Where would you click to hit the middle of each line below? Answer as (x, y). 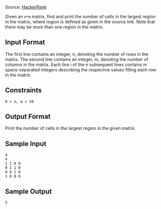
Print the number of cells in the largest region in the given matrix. (70, 128)
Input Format (25, 42)
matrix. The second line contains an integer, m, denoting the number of (77, 59)
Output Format (28, 117)
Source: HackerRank (26, 7)
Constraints (23, 90)
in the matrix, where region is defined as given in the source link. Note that (80, 22)
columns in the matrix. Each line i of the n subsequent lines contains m (76, 64)
